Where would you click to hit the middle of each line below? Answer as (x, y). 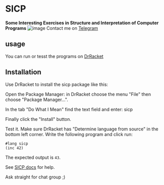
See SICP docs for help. (30, 167)
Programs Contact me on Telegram (52, 28)
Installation (23, 72)
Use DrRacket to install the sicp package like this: (57, 84)
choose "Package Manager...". (37, 100)
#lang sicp (17, 144)
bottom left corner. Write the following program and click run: (69, 134)
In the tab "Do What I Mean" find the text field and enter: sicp (69, 109)
